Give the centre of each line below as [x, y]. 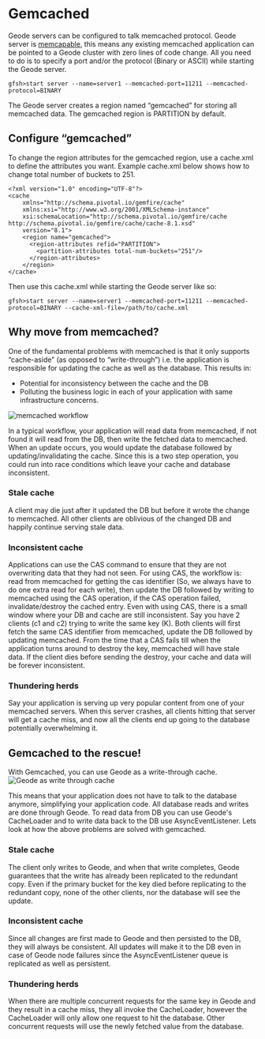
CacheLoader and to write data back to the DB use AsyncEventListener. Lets [132, 821]
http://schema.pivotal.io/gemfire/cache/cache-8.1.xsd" [102, 223]
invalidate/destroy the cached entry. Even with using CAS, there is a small [128, 607]
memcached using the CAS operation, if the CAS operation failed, [115, 598]
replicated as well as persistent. [60, 963]
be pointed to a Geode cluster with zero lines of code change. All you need [130, 52]
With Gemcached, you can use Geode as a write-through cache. [113, 772]
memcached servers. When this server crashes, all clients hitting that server [132, 711]
